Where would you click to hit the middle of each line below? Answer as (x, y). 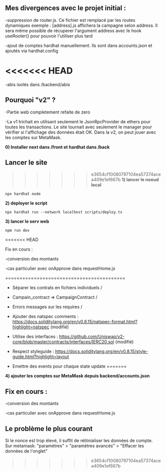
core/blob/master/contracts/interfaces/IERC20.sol (63, 342)
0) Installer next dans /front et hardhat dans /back (58, 147)
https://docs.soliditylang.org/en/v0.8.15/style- (102, 352)
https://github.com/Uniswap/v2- (92, 337)
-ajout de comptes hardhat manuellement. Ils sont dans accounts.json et (79, 45)
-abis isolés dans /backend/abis (38, 84)
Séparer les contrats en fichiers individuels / (57, 288)
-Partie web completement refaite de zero (48, 112)
